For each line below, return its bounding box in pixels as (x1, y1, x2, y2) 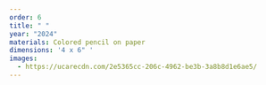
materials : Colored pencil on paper (9, 37, 145, 47)
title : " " (9, 21, 50, 30)
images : (9, 54, 38, 63)
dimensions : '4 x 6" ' (9, 46, 94, 55)
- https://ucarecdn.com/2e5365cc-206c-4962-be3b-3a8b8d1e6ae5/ (17, 63, 257, 72)
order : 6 (9, 12, 42, 22)
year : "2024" (9, 29, 58, 38)
